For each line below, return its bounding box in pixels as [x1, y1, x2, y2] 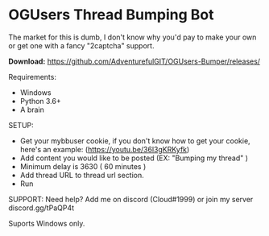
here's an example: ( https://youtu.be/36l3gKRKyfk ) [19, 144, 190, 154]
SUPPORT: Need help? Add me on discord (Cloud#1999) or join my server [8, 194, 254, 204]
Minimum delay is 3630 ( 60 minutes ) [19, 161, 147, 171]
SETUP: [8, 120, 34, 130]
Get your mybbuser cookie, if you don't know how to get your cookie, [19, 135, 251, 146]
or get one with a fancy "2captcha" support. [8, 40, 155, 50]
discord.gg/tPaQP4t [8, 203, 75, 213]
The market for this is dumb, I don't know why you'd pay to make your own [8, 32, 257, 42]
